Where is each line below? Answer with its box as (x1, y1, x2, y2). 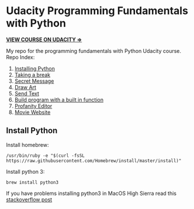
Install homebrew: (6, 141, 49, 148)
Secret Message (14, 77, 54, 85)
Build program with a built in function (14, 96, 104, 103)
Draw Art (14, 83, 37, 90)
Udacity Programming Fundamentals (6, 4, 189, 18)
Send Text (14, 90, 40, 97)
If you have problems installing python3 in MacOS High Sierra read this (6, 190, 177, 197)
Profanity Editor (14, 102, 53, 109)
